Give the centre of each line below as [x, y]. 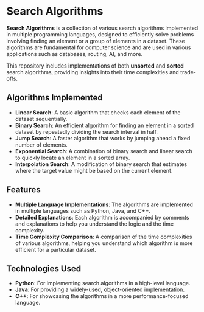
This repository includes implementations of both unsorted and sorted [95, 66]
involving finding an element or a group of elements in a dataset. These [96, 41]
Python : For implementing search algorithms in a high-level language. [103, 283]
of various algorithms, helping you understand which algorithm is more [104, 243]
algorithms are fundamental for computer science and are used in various [99, 47]
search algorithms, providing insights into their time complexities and [93, 72]
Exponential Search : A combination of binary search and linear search [104, 151]
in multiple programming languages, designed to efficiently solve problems [100, 34]
